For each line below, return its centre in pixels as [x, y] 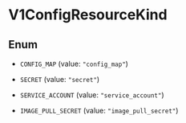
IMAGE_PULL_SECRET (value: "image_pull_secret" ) [99, 111]
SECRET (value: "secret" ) [60, 79]
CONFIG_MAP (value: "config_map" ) [74, 64]
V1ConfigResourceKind [88, 15]
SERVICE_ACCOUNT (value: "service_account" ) [92, 95]
